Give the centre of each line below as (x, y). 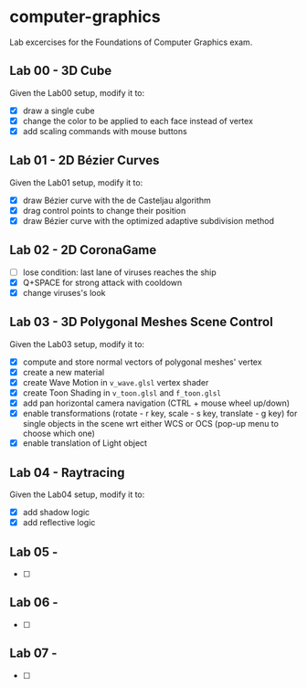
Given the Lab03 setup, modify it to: (77, 344)
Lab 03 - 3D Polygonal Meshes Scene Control (142, 322)
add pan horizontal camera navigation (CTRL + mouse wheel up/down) (156, 403)
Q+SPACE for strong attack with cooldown (102, 282)
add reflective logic (59, 523)
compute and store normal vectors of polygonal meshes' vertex (142, 362)
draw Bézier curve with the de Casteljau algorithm (117, 200)
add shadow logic (56, 512)
